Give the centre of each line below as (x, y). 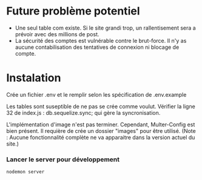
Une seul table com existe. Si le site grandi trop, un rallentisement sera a (105, 28)
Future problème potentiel (73, 11)
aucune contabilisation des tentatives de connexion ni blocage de (97, 47)
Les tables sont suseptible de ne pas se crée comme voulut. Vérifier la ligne (101, 106)
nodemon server (25, 172)
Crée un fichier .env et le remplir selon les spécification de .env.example (96, 94)
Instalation (34, 78)
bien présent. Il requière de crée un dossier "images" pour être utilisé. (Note (101, 130)
